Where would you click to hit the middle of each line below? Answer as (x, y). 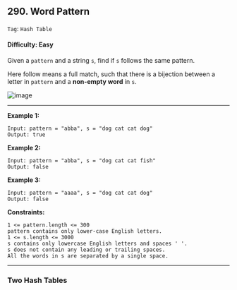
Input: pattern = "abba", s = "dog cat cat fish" (82, 161)
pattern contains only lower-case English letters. (85, 231)
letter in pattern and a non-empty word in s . (72, 82)
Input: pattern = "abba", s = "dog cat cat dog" (80, 129)
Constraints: (26, 212)
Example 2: (24, 148)
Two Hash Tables (37, 280)
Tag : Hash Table (30, 28)
